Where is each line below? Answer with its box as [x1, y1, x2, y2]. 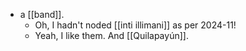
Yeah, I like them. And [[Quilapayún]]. [34, 30, 189, 41]
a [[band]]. [19, 9, 65, 20]
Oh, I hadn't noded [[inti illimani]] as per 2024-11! [34, 19, 237, 31]
